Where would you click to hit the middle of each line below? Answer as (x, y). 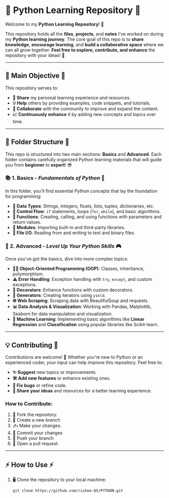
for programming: (23, 196)
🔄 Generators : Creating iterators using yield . (59, 295)
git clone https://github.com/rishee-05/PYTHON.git (68, 491)
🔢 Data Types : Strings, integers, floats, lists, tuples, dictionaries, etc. (83, 206)
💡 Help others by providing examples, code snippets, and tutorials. (81, 103)
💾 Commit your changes (37, 433)
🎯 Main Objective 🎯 (35, 76)
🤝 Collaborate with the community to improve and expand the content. (86, 109)
